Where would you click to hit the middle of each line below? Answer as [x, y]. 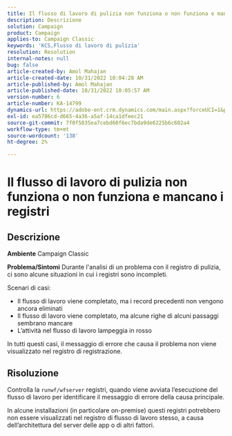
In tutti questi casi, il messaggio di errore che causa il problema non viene [112, 344]
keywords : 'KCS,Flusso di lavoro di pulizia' [74, 46]
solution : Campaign [35, 26]
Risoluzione [33, 373]
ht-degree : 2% [28, 142]
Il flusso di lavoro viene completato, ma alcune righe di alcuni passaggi [118, 316]
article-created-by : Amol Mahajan [57, 71]
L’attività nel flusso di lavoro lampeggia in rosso [84, 331]
